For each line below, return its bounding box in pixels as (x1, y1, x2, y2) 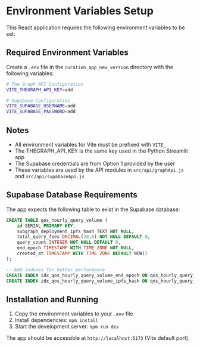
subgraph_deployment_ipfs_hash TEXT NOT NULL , (17, 228, 135, 234)
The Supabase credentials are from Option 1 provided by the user (14, 160, 176, 167)
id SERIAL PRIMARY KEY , (17, 222, 76, 229)
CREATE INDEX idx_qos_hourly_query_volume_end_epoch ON (6, 272, 148, 278)
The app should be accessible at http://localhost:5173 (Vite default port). (6, 334, 190, 342)
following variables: (6, 70, 54, 77)
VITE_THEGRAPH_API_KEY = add (6, 86, 73, 93)
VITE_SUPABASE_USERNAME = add (6, 103, 76, 109)
